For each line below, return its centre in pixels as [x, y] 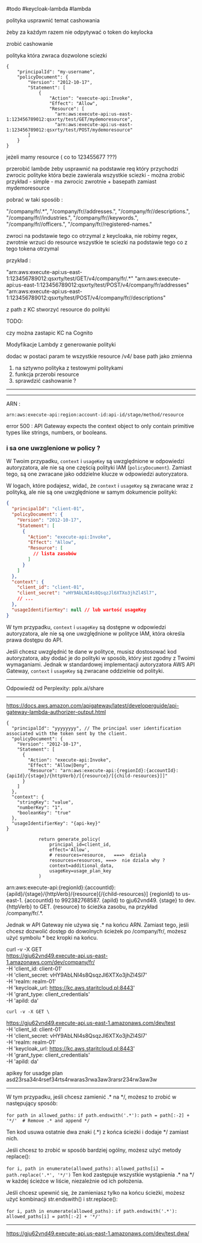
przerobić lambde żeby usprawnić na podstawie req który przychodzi [92, 169]
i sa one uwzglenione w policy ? [53, 448]
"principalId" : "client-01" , [48, 509]
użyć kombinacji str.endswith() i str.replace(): [62, 1199]
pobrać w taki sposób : [35, 200]
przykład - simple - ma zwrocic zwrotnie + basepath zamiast [81, 181]
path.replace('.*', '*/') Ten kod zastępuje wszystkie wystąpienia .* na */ [100, 1174]
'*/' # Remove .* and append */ [48, 1120]
